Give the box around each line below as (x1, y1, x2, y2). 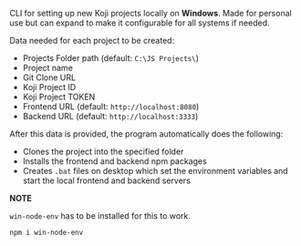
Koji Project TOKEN (22, 91, 96, 102)
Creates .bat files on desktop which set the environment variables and (22, 166, 289, 176)
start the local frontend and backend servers (22, 175, 192, 186)
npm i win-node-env (9, 228, 84, 237)
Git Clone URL (22, 72, 76, 83)
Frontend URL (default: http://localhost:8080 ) (22, 101, 200, 112)
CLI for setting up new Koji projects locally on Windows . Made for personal (9, 8, 292, 18)
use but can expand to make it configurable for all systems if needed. (9, 17, 270, 28)
